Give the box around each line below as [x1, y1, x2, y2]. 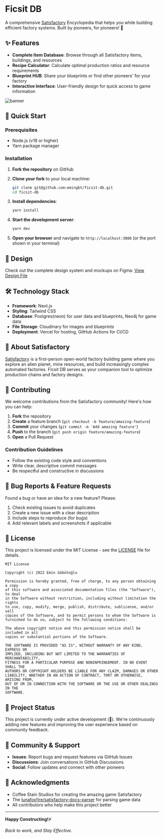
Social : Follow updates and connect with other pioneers [12, 764, 125, 771]
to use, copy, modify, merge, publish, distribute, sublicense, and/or [5, 605, 154, 610]
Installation [5, 155, 33, 162]
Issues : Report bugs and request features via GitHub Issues [12, 754, 133, 760]
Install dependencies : [12, 198, 57, 204]
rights [5, 600, 19, 605]
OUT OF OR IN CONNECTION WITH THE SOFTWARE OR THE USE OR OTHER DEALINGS [5, 682, 159, 686]
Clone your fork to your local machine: [12, 176, 90, 181]
